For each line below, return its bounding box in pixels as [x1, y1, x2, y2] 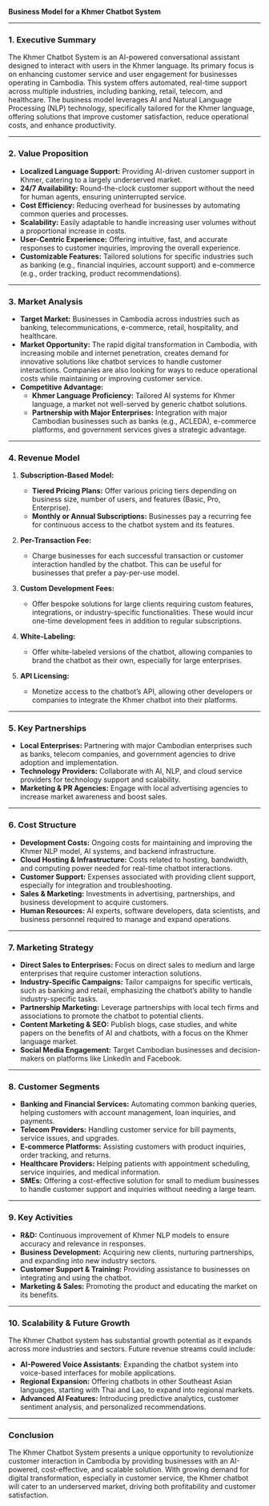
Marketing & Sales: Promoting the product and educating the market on [19, 1281, 258, 1291]
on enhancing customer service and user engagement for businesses [8, 70, 238, 79]
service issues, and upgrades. [19, 1134, 120, 1143]
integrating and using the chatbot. [19, 1273, 132, 1283]
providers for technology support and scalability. [19, 775, 181, 784]
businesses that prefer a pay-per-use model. [31, 568, 180, 578]
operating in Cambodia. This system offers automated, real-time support [8, 78, 247, 87]
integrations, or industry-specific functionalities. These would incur [31, 608, 254, 618]
